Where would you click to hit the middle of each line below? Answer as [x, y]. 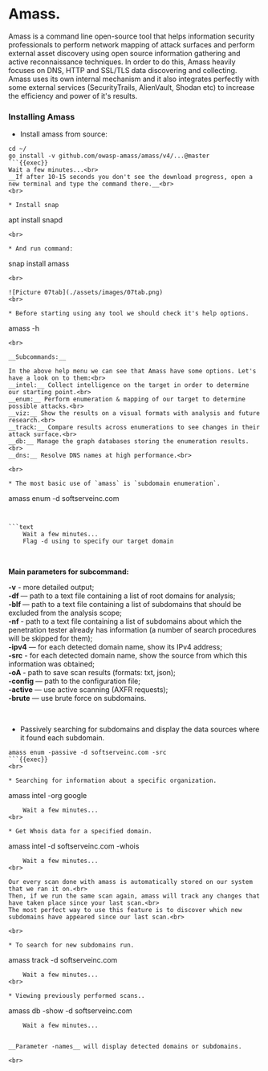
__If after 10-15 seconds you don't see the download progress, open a [130, 177]
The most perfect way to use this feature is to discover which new [125, 910]
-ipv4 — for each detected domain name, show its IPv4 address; [116, 647]
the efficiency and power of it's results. [73, 96]
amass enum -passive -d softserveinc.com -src [87, 753]
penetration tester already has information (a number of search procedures [132, 630]
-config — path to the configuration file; [74, 681]
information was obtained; [51, 664]
